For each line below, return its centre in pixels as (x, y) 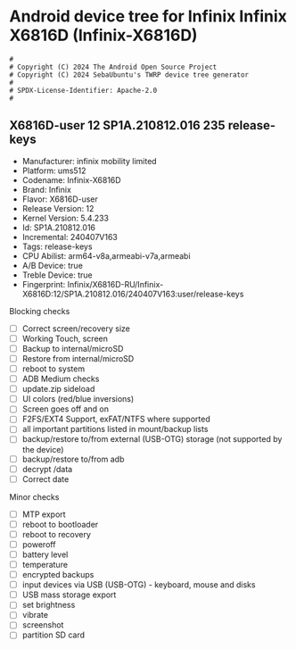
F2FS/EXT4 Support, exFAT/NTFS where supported (116, 419)
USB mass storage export (69, 595)
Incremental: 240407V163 (70, 237)
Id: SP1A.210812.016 (59, 227)
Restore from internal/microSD (78, 358)
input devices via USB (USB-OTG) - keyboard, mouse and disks (139, 585)
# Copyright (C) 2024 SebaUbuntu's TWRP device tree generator (129, 75)
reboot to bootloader (60, 524)
